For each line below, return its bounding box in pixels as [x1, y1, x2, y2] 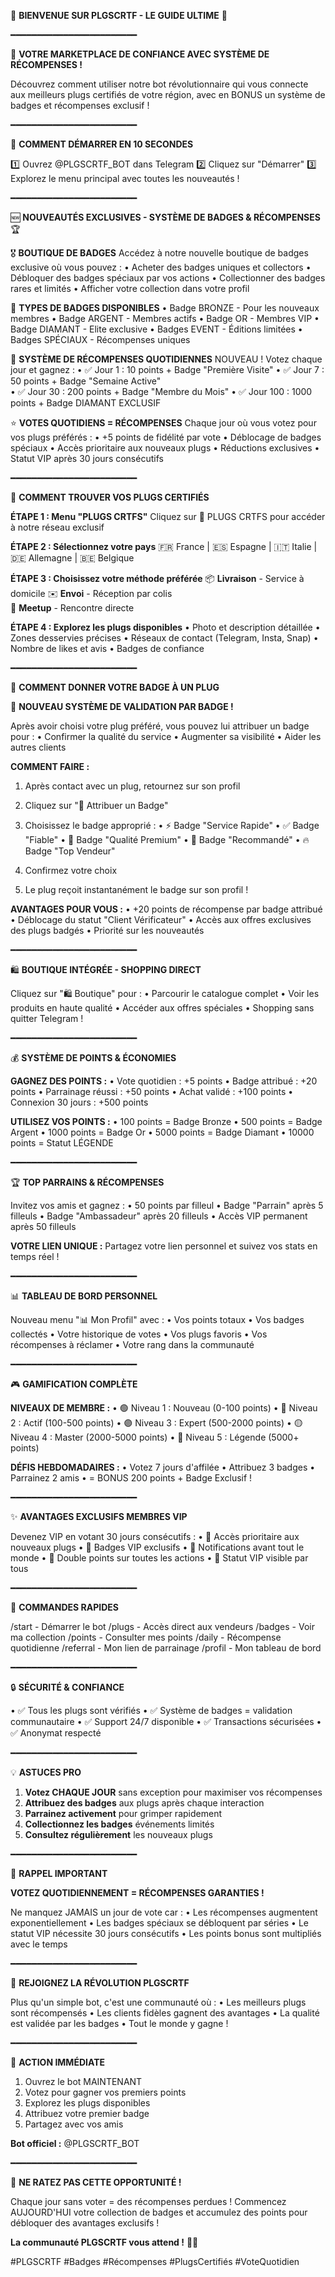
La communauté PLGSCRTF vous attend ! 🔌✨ [10, 2236, 199, 2248]
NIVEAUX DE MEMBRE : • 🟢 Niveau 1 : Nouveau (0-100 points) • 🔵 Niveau [10, 1402, 318, 1414]
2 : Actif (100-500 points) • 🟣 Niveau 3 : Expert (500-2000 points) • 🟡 [10, 1417, 303, 1429]
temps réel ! [10, 1251, 60, 1262]
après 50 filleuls [10, 1221, 77, 1232]
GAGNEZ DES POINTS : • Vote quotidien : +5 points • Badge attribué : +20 [10, 1075, 318, 1087]
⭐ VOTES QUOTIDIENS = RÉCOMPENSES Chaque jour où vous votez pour [10, 417, 317, 429]
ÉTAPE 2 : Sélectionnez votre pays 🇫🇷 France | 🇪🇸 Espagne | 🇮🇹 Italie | [10, 541, 318, 552]
